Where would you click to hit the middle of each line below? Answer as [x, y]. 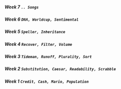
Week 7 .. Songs [22, 7]
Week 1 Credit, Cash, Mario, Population [47, 81]
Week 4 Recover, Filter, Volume [38, 44]
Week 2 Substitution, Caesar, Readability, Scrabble [60, 69]
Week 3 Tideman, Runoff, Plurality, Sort [48, 57]
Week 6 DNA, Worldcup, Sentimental [42, 19]
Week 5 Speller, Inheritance [35, 31]
